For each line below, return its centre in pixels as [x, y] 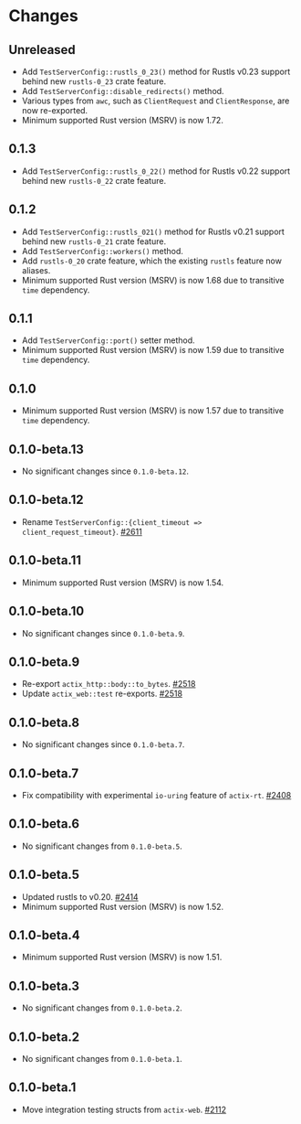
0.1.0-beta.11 [45, 560]
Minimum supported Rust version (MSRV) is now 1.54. [123, 583]
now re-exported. [55, 110]
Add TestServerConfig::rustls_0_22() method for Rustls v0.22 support [156, 171]
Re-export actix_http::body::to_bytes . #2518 [109, 684]
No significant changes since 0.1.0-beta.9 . [103, 633]
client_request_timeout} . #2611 [82, 531]
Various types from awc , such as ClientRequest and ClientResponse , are [156, 101]
